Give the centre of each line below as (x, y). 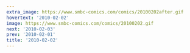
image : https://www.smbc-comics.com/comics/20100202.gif (80, 23)
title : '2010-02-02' (33, 40)
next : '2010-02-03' (31, 29)
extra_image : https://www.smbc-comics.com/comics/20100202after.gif (95, 12)
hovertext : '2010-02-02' (38, 18)
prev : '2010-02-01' (31, 35)
